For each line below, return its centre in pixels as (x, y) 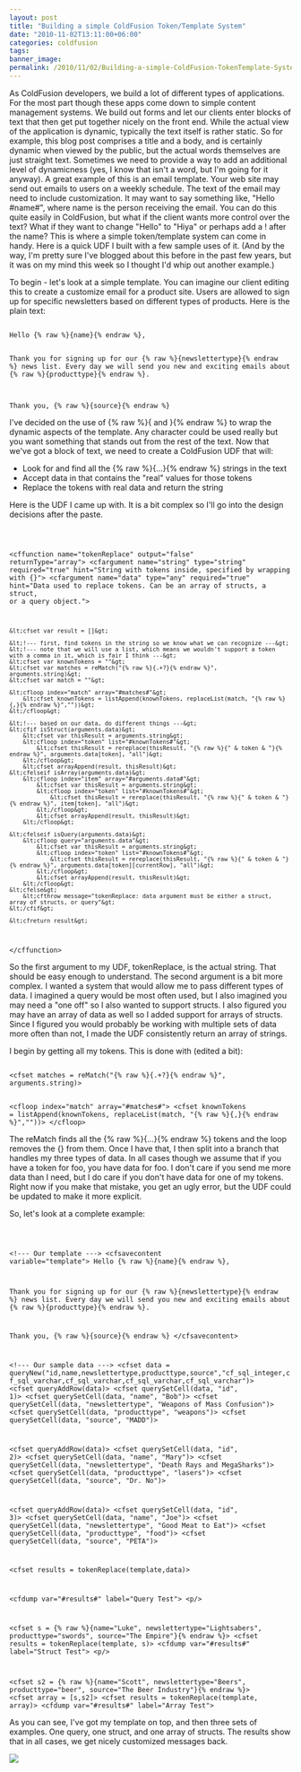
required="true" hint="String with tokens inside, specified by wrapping (150, 570)
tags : (19, 51)
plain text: (28, 310)
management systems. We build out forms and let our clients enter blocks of (150, 112)
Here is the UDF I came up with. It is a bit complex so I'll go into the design (146, 504)
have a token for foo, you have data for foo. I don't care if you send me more (150, 1167)
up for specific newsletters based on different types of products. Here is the (150, 301)
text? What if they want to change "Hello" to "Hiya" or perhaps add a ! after (148, 226)
